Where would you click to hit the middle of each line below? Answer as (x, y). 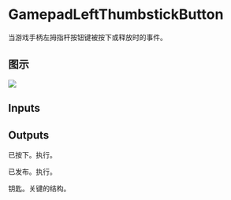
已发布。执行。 (32, 172)
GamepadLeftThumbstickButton (116, 15)
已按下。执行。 (32, 154)
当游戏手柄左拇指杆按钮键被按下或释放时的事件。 (88, 37)
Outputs (29, 135)
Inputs (24, 108)
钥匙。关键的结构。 (39, 188)
